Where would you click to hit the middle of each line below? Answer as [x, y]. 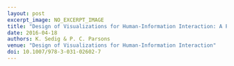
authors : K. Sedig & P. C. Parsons [59, 39]
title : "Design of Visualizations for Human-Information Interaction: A [115, 26]
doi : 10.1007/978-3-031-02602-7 [54, 52]
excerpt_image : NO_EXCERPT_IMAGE [56, 20]
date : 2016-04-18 [32, 33]
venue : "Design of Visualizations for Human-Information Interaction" [112, 45]
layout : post [26, 13]
